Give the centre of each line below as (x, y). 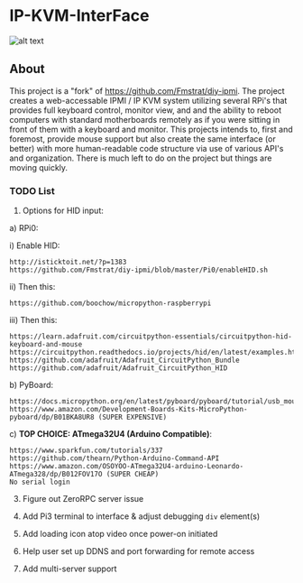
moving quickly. (39, 167)
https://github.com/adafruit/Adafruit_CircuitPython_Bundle (125, 361)
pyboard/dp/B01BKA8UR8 (52, 417)
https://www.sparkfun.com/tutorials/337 (87, 451)
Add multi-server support (69, 569)
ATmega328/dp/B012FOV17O (56, 475)
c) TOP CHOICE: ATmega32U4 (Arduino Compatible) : (110, 434)
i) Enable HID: (35, 245)
